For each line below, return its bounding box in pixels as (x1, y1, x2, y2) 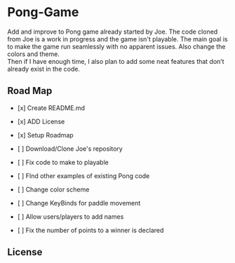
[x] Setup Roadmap (17, 130, 74, 139)
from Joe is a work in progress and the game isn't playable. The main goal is (7, 34, 228, 43)
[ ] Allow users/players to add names (17, 212, 124, 221)
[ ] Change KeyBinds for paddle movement (17, 198, 141, 207)
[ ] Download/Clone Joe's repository (17, 144, 123, 153)
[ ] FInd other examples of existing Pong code (17, 171, 150, 180)
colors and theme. (7, 50, 60, 58)
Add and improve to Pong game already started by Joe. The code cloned (7, 27, 218, 36)
